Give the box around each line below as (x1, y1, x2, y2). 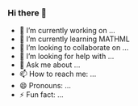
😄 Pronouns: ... (19, 81, 72, 91)
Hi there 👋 (7, 7, 48, 19)
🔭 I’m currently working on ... (19, 26, 115, 36)
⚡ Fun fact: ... (19, 90, 64, 100)
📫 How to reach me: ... (19, 69, 97, 79)
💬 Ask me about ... (19, 60, 81, 70)
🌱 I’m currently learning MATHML (19, 34, 130, 44)
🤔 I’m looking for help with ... (19, 52, 115, 61)
